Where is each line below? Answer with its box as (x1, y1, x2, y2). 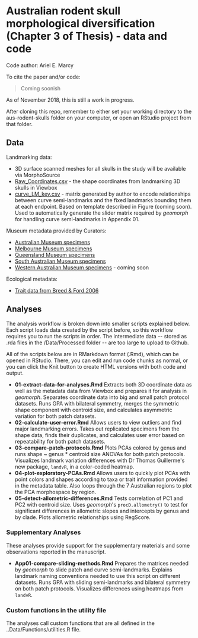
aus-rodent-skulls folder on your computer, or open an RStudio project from (6, 114, 191, 121)
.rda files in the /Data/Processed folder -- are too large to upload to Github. (6, 339, 189, 346)
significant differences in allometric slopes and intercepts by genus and (14, 507, 190, 514)
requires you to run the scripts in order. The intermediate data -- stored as (6, 332, 187, 340)
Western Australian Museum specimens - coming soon (14, 263, 149, 271)
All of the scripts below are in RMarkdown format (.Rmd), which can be (6, 350, 180, 357)
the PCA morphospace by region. (14, 488, 97, 495)
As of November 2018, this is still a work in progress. (6, 96, 135, 103)
